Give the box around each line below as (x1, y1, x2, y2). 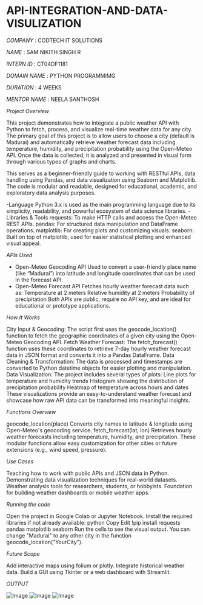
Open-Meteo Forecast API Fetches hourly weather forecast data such (15, 282, 189, 289)
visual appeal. (6, 240, 41, 247)
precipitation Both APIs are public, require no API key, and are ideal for (15, 296, 191, 303)
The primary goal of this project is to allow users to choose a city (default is (6, 132, 195, 139)
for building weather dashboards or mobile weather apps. (6, 489, 150, 496)
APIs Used (6, 251, 33, 258)
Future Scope (6, 550, 41, 557)
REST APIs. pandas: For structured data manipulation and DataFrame (6, 220, 178, 227)
